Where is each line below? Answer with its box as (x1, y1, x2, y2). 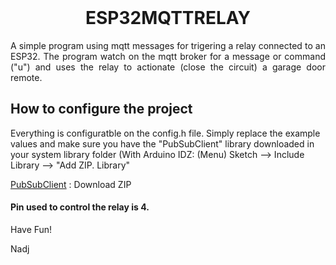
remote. (10, 71, 43, 83)
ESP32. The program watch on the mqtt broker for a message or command (10, 50, 326, 62)
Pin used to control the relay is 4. (10, 201, 150, 213)
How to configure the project (10, 101, 193, 118)
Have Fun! (10, 223, 53, 235)
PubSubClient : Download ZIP (10, 178, 132, 190)
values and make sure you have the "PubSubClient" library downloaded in (10, 137, 315, 150)
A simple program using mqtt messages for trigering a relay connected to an (10, 39, 326, 51)
